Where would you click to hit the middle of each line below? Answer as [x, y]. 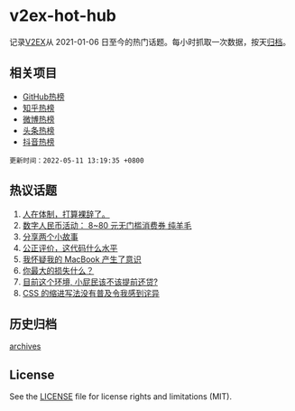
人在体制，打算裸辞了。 [66, 214]
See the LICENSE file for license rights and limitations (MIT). [121, 397]
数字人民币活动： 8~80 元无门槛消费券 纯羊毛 [107, 225]
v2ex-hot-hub [63, 16]
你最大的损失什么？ [58, 270]
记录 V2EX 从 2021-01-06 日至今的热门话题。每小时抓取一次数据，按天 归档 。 [150, 42]
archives [25, 346]
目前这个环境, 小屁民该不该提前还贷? [90, 282]
